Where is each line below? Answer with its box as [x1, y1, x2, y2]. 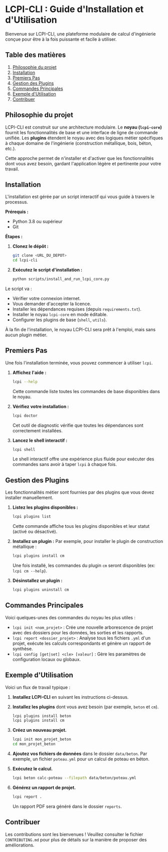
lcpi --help [12, 379, 38, 384]
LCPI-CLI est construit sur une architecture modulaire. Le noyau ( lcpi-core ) [5, 124, 162, 130]
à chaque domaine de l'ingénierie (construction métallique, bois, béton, [5, 140, 152, 146]
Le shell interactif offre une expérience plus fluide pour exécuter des [12, 456, 154, 462]
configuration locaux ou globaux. [12, 656, 81, 662]
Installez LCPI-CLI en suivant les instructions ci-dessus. [12, 694, 129, 700]
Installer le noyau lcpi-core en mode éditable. [12, 312, 108, 317]
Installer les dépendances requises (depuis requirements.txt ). [12, 306, 141, 312]
